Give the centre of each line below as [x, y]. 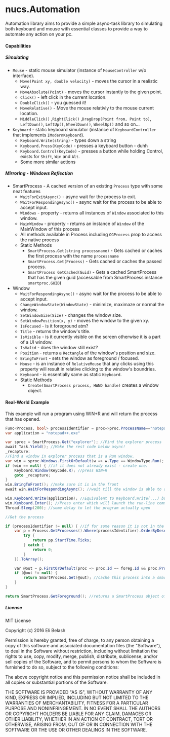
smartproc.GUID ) [45, 283]
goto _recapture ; [33, 475]
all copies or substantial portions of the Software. [56, 682]
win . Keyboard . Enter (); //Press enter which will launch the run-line [80, 503]
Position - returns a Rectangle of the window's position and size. [88, 353]
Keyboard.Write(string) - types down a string [68, 140]
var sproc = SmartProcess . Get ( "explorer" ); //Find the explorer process [83, 442]
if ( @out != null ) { [36, 573]
